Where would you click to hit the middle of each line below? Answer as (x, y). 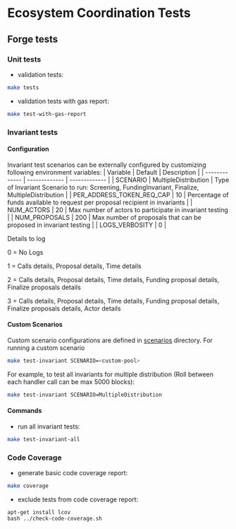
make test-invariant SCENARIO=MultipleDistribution (85, 395)
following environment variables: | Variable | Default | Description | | (106, 172)
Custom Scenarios (35, 325)
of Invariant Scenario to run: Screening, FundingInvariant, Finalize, (103, 187)
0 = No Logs (25, 252)
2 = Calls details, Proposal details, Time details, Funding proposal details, (113, 279)
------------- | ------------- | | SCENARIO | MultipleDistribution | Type (128, 180)
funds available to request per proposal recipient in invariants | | (100, 202)
